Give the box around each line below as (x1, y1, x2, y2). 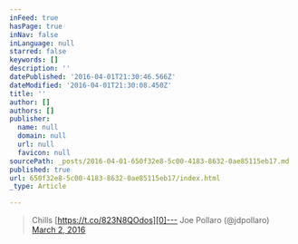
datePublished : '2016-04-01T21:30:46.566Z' (9, 73, 177, 82)
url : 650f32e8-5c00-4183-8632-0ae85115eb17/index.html (9, 173, 221, 182)
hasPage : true (9, 22, 63, 31)
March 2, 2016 (31, 224, 86, 236)
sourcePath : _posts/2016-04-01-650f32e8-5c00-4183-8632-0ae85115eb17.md (9, 156, 290, 166)
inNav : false (9, 30, 59, 39)
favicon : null (17, 148, 71, 157)
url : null (17, 140, 54, 149)
